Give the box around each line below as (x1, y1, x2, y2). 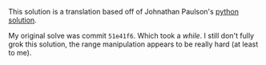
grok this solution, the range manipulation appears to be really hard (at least (8, 39, 259, 49)
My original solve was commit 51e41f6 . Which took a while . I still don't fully (8, 31, 255, 40)
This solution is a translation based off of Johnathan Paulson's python (8, 7, 239, 16)
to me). (8, 48, 32, 57)
